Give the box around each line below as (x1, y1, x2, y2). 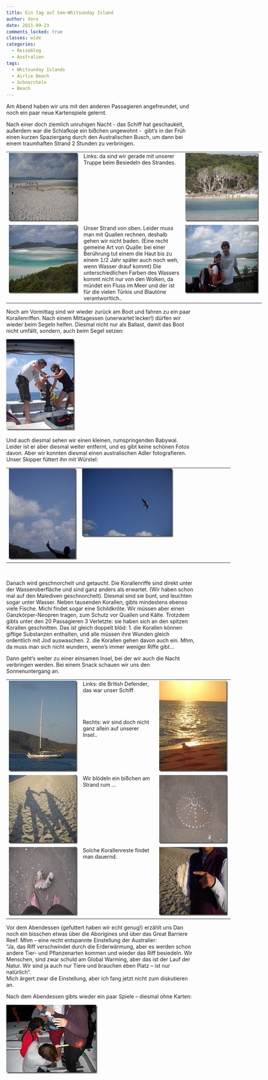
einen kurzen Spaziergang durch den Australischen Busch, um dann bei (6, 134, 183, 141)
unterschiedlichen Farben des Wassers (83, 269, 179, 276)
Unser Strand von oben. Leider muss (83, 225, 173, 232)
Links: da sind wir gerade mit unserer (83, 152, 175, 160)
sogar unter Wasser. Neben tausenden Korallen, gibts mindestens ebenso (6, 598, 188, 606)
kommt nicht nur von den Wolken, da (83, 276, 173, 283)
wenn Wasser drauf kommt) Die (83, 263, 162, 270)
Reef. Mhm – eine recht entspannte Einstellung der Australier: (6, 936, 157, 944)
